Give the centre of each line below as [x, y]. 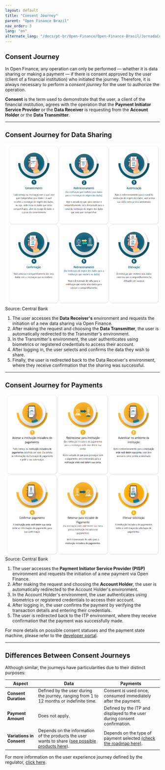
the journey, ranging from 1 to [68, 696]
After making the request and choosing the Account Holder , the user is [84, 584]
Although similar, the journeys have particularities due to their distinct [75, 667]
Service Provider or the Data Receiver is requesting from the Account [77, 109]
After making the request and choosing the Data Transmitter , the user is [85, 328]
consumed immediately [127, 696]
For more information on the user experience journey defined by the [74, 757]
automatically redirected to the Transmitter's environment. [71, 334]
